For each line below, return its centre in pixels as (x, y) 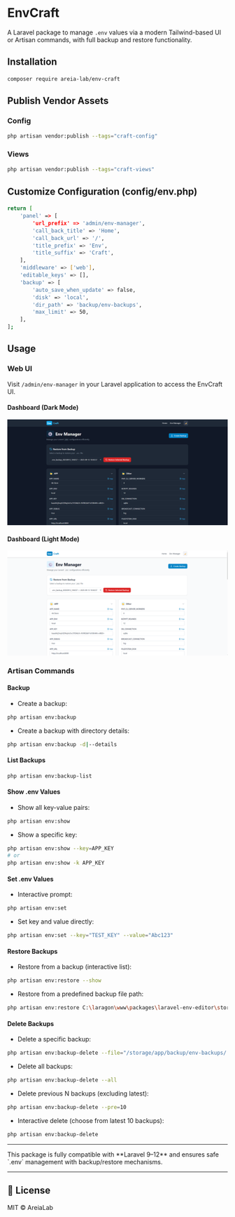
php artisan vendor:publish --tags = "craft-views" (81, 170)
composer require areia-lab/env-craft (64, 79)
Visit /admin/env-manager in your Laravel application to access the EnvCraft (115, 384)
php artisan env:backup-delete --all (62, 1080)
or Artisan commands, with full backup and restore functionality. (100, 39)
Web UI (20, 368)
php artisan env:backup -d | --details (62, 744)
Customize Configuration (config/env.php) (102, 191)
